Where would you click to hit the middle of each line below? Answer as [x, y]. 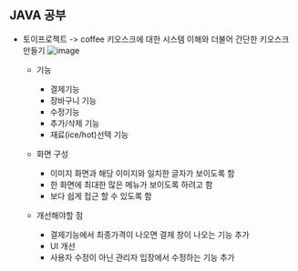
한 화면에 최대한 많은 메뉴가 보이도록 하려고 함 [131, 185]
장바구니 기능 [73, 100]
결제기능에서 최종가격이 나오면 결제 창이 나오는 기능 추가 [149, 235]
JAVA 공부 [38, 15]
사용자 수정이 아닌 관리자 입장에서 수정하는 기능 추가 [142, 257]
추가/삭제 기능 [75, 123]
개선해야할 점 [60, 215]
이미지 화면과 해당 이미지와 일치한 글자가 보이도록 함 [142, 173]
